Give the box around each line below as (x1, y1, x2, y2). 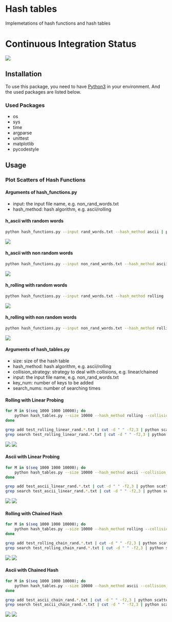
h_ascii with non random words (5, 250, 73, 256)
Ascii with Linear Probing (5, 453, 60, 460)
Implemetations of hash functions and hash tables (5, 20, 111, 26)
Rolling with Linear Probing (5, 397, 64, 403)
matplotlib (12, 140, 34, 147)
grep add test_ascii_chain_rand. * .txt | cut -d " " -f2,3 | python (5, 597, 153, 602)
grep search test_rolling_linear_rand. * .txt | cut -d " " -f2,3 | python (5, 432, 166, 437)
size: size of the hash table (12, 358, 70, 364)
